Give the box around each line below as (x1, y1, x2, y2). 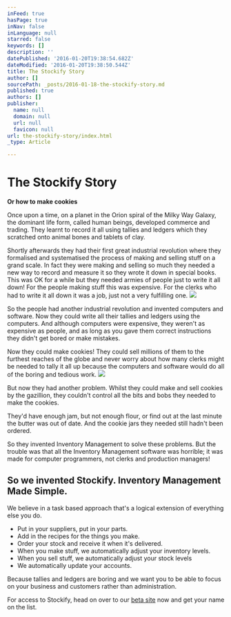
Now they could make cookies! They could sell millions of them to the (7, 347, 205, 356)
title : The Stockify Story (7, 68, 85, 75)
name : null (13, 107, 45, 113)
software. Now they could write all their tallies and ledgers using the (7, 312, 201, 320)
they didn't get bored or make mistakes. (7, 334, 121, 342)
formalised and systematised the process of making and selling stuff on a (7, 254, 216, 262)
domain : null (13, 113, 51, 120)
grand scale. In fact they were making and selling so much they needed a (7, 261, 215, 270)
